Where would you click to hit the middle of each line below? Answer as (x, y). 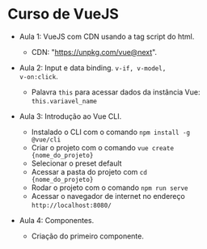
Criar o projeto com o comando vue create (103, 147)
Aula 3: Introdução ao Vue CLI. (70, 116)
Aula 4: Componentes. (57, 220)
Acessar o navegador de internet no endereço (108, 196)
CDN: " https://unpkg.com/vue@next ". (94, 52)
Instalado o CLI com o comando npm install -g (111, 132)
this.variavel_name (64, 101)
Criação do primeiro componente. (88, 236)
